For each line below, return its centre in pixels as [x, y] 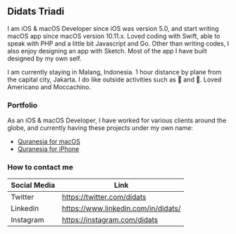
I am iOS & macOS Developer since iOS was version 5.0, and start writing [113, 28]
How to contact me [41, 167]
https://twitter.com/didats [104, 197]
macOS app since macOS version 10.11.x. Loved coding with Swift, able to [114, 36]
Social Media [33, 186]
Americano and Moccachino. [49, 86]
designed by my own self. [45, 58]
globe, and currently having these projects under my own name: [100, 128]
